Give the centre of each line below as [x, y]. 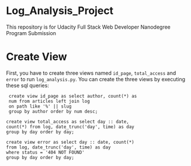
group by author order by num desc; [53, 111]
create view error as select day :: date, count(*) [70, 142]
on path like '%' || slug [40, 106]
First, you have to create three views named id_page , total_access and [91, 73]
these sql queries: [28, 85]
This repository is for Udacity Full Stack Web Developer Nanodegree [88, 27]
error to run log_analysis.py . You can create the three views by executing [96, 79]
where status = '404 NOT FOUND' [45, 152]
